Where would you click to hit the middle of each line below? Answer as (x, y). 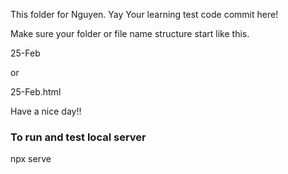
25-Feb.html (36, 92)
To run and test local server (78, 137)
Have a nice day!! (46, 111)
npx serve (31, 159)
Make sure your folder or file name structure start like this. (130, 33)
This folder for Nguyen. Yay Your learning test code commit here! (144, 14)
